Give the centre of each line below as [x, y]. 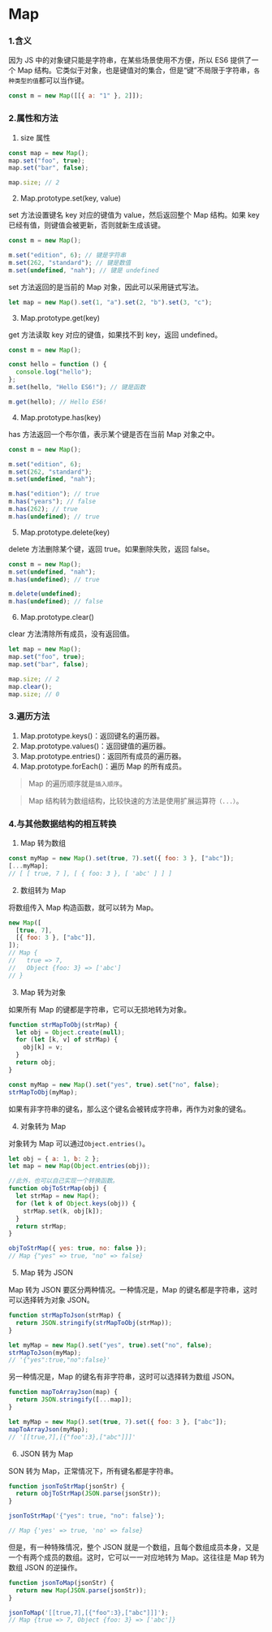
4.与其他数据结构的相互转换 [63, 824]
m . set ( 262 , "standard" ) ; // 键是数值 [70, 262]
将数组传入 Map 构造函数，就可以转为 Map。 [83, 907]
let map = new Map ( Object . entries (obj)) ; [80, 1167]
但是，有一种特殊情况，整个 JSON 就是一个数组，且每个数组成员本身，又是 [134, 1547]
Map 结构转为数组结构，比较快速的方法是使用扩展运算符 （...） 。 [136, 800]
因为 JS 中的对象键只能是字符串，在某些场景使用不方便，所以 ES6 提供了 [130, 60]
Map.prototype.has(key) [60, 417]
